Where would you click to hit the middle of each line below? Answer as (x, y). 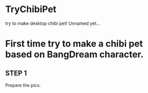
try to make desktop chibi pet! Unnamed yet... (53, 23)
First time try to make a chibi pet (74, 44)
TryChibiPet (31, 9)
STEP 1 (16, 73)
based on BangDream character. (75, 55)
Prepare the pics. (23, 85)
